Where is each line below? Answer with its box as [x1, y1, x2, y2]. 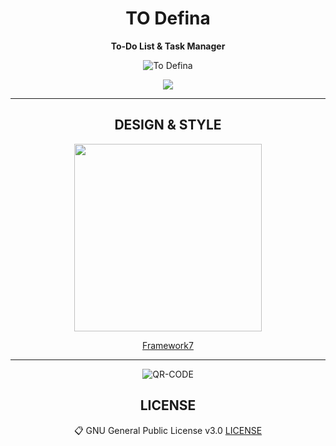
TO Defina [125, 7, 211, 30]
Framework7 [142, 339, 194, 351]
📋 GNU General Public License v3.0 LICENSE [73, 424, 263, 436]
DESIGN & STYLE [114, 117, 222, 134]
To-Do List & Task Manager [110, 40, 226, 52]
